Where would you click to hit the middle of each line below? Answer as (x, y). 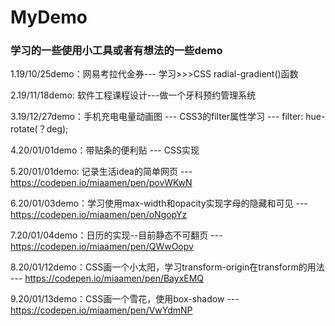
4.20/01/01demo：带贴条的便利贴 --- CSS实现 (105, 150)
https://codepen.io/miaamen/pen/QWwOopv (102, 247)
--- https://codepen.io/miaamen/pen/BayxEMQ (107, 278)
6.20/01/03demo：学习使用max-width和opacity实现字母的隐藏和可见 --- (159, 203)
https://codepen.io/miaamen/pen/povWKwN (101, 183)
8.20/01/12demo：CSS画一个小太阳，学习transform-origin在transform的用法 (167, 267)
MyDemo (49, 17)
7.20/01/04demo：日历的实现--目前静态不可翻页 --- (116, 235)
